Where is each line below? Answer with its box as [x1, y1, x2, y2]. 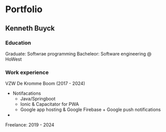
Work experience [5, 69, 49, 76]
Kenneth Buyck [5, 24, 55, 33]
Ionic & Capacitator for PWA [20, 101, 79, 108]
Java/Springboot [20, 96, 56, 102]
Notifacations [12, 90, 41, 96]
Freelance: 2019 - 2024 [5, 122, 54, 128]
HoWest [5, 56, 22, 62]
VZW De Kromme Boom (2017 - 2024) [5, 81, 86, 87]
